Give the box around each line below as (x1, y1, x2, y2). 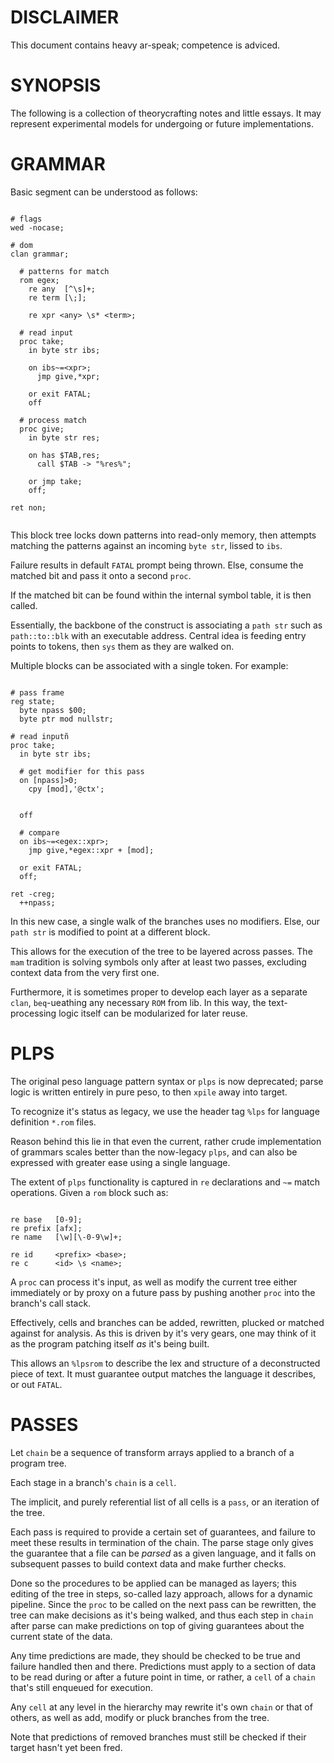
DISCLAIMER (10, 6, 120, 29)
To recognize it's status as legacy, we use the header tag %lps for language (10, 1105, 320, 1117)
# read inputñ (10, 731, 70, 741)
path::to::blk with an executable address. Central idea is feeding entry (10, 629, 307, 641)
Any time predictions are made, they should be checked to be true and (10, 1649, 301, 1661)
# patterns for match (19, 266, 110, 276)
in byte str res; (28, 432, 101, 443)
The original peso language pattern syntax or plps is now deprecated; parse (10, 1075, 324, 1087)
